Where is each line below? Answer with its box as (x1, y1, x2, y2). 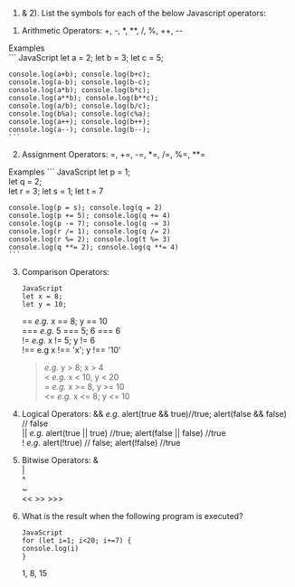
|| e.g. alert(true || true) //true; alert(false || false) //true (21, 428, 227, 438)
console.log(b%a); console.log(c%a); (8, 109, 151, 118)
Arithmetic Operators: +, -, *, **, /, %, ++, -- (21, 25, 183, 35)
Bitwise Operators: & (21, 455, 99, 465)
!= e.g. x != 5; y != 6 (21, 335, 96, 346)
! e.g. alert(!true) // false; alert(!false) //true (21, 438, 181, 448)
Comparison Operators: (21, 267, 110, 277)
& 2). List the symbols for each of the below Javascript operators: (21, 8, 267, 18)
